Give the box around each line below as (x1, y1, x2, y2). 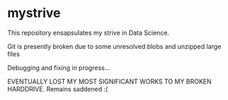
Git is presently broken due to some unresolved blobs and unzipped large (7, 42, 222, 50)
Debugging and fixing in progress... (7, 63, 110, 72)
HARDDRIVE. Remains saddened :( (7, 84, 108, 93)
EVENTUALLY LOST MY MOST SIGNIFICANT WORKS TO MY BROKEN (7, 77, 212, 86)
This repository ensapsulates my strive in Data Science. (7, 28, 170, 37)
